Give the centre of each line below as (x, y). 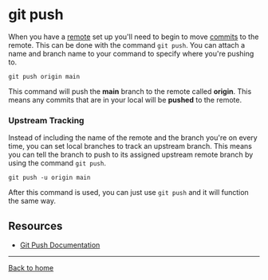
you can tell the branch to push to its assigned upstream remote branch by (131, 155)
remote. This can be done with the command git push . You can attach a (127, 45)
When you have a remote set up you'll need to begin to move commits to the (134, 37)
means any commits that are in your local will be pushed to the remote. (125, 99)
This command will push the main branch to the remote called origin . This (130, 91)
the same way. (32, 201)
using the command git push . (57, 163)
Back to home (31, 268)
